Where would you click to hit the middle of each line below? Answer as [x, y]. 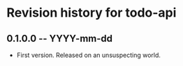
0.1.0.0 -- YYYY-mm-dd [60, 39]
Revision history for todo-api [91, 13]
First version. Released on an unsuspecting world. [89, 55]
